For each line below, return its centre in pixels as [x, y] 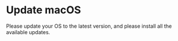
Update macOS [43, 10]
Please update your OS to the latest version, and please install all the [89, 26]
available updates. [28, 32]
